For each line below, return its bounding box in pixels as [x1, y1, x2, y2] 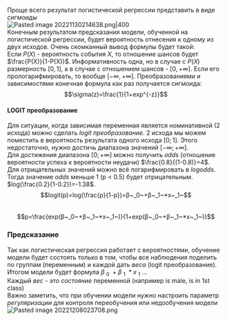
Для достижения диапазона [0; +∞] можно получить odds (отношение [7, 151, 216, 159]
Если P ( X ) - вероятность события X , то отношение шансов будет [7, 50, 199, 58]
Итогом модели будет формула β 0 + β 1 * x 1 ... [7, 268, 148, 277]
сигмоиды [7, 13, 38, 21]
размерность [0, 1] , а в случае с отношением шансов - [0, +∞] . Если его [7, 65, 219, 73]
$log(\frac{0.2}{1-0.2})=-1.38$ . [7, 180, 96, 189]
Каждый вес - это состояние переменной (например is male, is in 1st [7, 277, 210, 285]
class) [7, 284, 25, 293]
